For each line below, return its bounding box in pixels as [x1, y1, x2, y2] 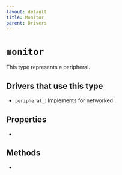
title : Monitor [6, 14, 44, 20]
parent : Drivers [6, 20, 47, 26]
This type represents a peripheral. [6, 64, 90, 71]
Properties [6, 114, 47, 124]
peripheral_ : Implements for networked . [14, 97, 116, 104]
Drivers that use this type [6, 81, 103, 91]
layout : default [6, 8, 47, 15]
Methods [6, 148, 41, 158]
